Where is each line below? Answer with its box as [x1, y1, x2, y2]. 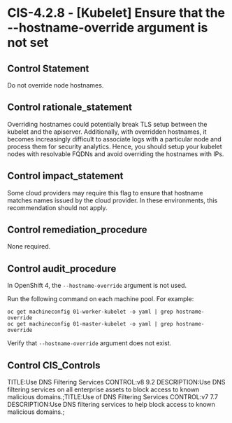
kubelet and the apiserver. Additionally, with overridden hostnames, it [7, 127, 207, 136]
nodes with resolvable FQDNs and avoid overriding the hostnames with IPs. [7, 149, 224, 158]
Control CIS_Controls [7, 359, 101, 371]
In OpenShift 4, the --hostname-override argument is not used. [7, 282, 187, 290]
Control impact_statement [7, 170, 124, 182]
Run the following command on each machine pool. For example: [7, 295, 194, 303]
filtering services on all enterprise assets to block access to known [7, 385, 200, 394]
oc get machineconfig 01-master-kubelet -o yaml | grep [7, 321, 173, 328]
